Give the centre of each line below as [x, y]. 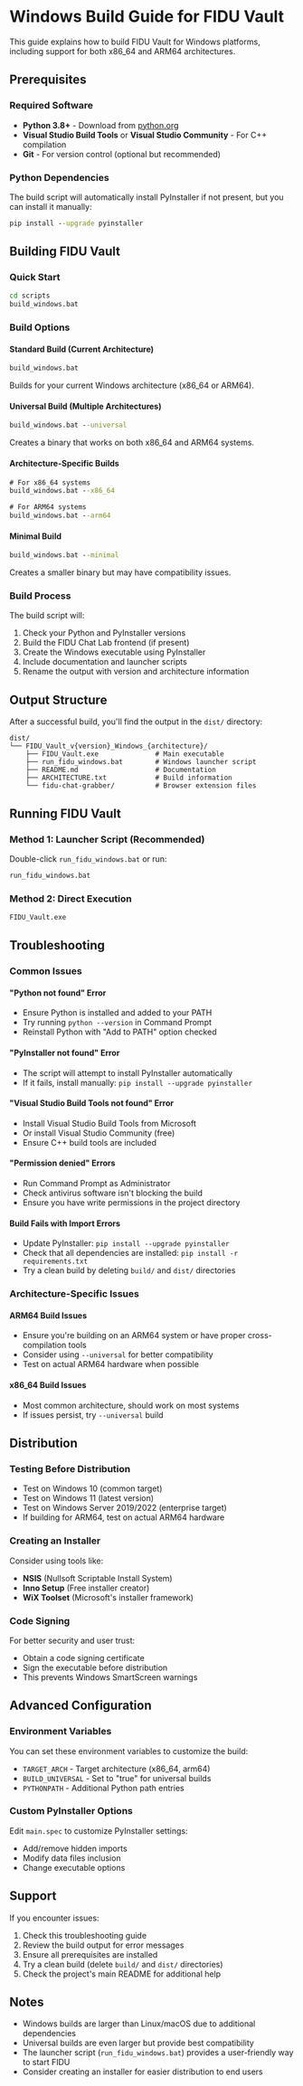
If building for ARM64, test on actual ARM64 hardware [123, 1517]
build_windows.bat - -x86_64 [62, 491]
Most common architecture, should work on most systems [131, 1405]
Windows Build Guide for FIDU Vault [147, 17]
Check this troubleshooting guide [85, 1935]
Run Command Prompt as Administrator [96, 1184]
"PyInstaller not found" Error [65, 1053]
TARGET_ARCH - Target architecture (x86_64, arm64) [116, 1769]
